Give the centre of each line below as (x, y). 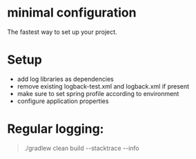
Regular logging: (56, 129)
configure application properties (63, 101)
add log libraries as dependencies (65, 79)
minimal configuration (72, 13)
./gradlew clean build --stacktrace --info (81, 148)
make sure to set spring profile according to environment (98, 93)
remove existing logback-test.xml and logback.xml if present (103, 86)
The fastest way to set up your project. (62, 32)
